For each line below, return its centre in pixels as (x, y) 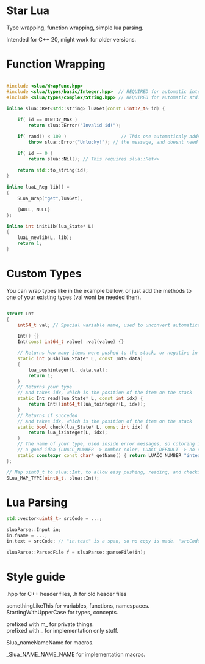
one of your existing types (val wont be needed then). (74, 297)
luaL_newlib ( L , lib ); (45, 238)
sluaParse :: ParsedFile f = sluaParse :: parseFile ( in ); (76, 552)
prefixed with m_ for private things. (50, 624)
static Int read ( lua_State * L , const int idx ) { (80, 399)
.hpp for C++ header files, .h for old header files (67, 594)
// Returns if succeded (48, 415)
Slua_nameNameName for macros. (50, 642)
